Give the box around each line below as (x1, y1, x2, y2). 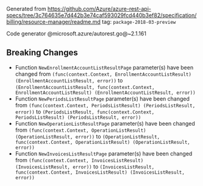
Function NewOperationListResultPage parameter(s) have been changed (15, 120, 195, 127)
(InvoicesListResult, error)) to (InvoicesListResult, (15, 163, 155, 170)
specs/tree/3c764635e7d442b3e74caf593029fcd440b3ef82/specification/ (6, 12, 197, 19)
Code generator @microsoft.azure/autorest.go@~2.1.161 (6, 30, 146, 37)
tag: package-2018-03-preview (101, 18, 176, 25)
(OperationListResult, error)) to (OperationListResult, (15, 132, 160, 140)
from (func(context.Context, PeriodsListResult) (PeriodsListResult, (15, 101, 196, 109)
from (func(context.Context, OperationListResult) (15, 126, 146, 134)
